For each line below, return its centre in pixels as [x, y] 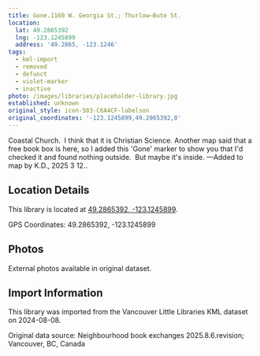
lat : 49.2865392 [42, 30]
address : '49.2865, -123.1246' [67, 45]
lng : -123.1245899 [46, 37]
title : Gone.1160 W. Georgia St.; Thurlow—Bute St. [95, 15]
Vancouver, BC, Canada [46, 344]
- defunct [31, 74]
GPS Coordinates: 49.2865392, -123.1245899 [82, 224]
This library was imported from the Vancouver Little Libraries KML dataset [128, 312]
